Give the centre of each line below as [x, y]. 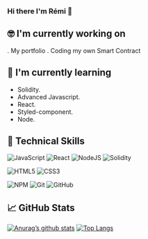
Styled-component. [45, 112]
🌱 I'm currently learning [59, 73]
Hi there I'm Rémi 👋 [40, 11]
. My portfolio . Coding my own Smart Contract [74, 50]
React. [26, 104]
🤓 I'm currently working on [67, 34]
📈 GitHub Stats [41, 208]
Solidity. [29, 89]
